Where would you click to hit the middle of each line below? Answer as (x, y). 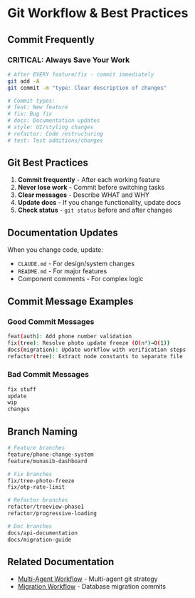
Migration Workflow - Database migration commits (91, 587)
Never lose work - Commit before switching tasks (91, 188)
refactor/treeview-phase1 (46, 507)
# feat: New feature (38, 107)
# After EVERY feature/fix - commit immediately (81, 74)
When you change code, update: (55, 250)
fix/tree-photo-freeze (41, 481)
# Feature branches (36, 448)
